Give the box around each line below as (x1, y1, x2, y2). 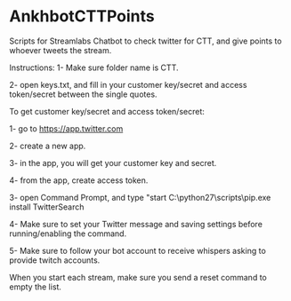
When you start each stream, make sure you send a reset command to (9, 272, 267, 282)
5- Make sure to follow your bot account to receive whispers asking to (9, 245, 267, 256)
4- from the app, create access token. (9, 175, 149, 186)
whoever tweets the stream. (9, 44, 112, 55)
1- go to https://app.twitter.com (9, 123, 124, 134)
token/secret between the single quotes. (9, 89, 158, 99)
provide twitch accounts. (9, 255, 101, 265)
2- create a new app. (9, 140, 86, 151)
